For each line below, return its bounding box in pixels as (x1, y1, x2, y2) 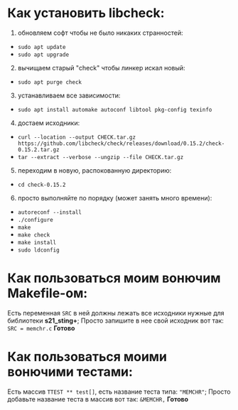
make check (17, 231, 50, 239)
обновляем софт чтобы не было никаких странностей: (17, 28, 183, 37)
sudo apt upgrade (17, 51, 70, 58)
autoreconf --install (17, 208, 82, 216)
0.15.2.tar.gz (17, 146, 60, 153)
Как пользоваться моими (7, 349, 168, 365)
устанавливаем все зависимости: (17, 91, 121, 99)
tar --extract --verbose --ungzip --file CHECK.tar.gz (17, 153, 184, 161)
